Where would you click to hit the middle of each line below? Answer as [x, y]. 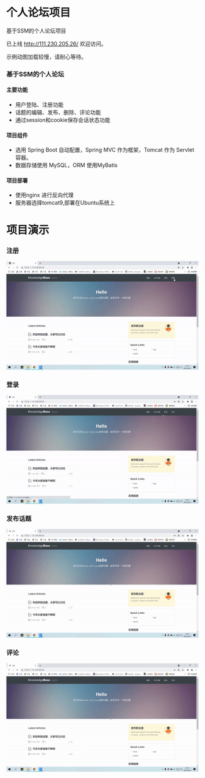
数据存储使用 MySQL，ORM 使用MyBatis [66, 165]
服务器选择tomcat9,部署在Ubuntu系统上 [65, 203]
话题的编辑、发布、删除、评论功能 [58, 112]
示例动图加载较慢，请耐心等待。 [46, 56]
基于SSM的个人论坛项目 [36, 31]
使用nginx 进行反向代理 [44, 195]
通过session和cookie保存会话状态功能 [63, 120]
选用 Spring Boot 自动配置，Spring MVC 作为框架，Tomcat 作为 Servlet [105, 150]
